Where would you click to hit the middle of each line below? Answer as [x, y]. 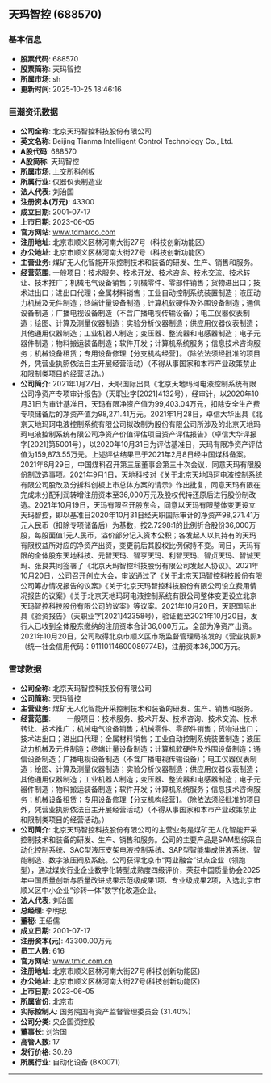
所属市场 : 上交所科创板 [57, 171]
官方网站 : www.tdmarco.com [68, 232]
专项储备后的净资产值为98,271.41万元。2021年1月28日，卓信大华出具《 [138, 414]
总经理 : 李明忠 [43, 911]
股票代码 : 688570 [49, 58]
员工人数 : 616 [42, 951]
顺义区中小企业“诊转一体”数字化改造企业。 [90, 891]
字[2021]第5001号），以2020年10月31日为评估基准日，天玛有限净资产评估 [141, 444]
